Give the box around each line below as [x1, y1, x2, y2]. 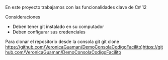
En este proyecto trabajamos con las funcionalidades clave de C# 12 [5, 4, 147, 10]
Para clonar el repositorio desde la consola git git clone [5, 38, 120, 44]
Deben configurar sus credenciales [12, 29, 86, 34]
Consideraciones [5, 14, 41, 19]
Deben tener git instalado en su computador [12, 23, 104, 29]
